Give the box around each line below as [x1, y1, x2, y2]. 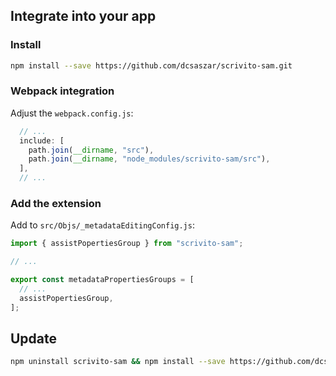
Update [10, 330, 58, 348]
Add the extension [10, 197, 102, 211]
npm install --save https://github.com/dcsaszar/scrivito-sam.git [10, 60, 293, 71]
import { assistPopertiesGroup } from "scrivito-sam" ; [10, 239, 244, 249]
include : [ [19, 135, 65, 146]
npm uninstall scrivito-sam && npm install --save [10, 357, 226, 367]
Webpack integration [10, 84, 115, 98]
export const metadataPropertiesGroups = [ [10, 275, 195, 285]
